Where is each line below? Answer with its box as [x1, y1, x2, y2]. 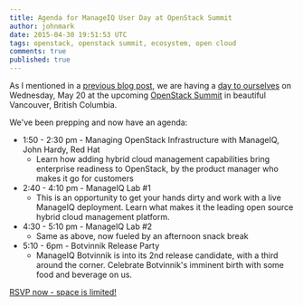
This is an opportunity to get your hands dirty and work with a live [35, 192, 282, 203]
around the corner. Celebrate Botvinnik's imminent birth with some [35, 260, 285, 270]
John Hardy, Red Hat [22, 144, 101, 155]
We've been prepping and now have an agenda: [9, 117, 188, 128]
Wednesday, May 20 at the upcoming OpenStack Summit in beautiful [9, 90, 267, 100]
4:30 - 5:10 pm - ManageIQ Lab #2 [22, 221, 153, 232]
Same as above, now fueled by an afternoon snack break [35, 231, 249, 241]
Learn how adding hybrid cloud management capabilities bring [35, 154, 270, 164]
